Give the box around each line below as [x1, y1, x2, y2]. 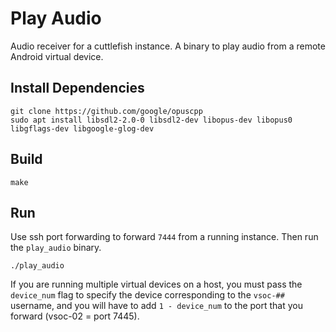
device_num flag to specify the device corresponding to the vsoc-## [10, 289, 285, 301]
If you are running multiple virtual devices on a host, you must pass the [10, 278, 303, 291]
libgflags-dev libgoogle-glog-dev [10, 123, 155, 134]
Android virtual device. [10, 50, 104, 62]
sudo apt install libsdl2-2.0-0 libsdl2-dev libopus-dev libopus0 [10, 115, 293, 125]
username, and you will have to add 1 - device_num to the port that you [10, 300, 304, 312]
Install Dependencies [10, 80, 145, 97]
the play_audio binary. [10, 242, 102, 254]
